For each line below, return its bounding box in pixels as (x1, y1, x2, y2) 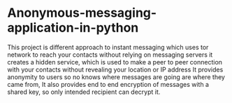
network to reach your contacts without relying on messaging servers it (7, 50, 213, 59)
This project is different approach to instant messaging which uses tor (7, 43, 209, 51)
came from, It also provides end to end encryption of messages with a (7, 80, 210, 88)
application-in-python (7, 20, 139, 36)
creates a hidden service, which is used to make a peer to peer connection (7, 57, 222, 66)
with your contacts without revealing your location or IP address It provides (7, 65, 224, 74)
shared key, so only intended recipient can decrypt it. (7, 88, 161, 96)
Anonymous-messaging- (7, 5, 157, 21)
